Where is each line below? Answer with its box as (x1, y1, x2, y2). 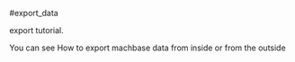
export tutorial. (9, 25, 65, 35)
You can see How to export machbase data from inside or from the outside (9, 42, 286, 53)
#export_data (9, 8, 58, 18)
